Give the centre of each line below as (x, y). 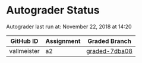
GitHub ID (24, 41)
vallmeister (24, 51)
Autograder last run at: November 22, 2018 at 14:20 (69, 26)
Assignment (63, 41)
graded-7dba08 (109, 51)
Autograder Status (53, 10)
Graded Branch (110, 41)
